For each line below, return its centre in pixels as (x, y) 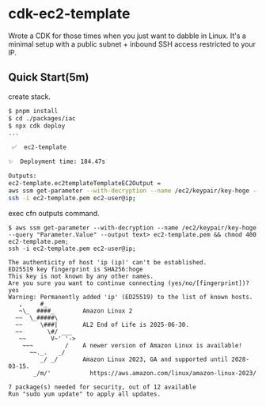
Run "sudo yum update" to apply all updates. (84, 394)
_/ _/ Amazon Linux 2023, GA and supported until (134, 359)
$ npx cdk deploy (37, 126)
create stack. (30, 97)
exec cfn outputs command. (54, 213)
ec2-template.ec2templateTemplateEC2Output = (84, 183)
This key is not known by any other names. (81, 276)
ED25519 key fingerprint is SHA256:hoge (76, 269)
